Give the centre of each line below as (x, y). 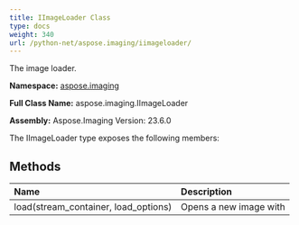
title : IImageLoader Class (60, 18)
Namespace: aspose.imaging (65, 85)
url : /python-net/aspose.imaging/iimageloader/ (101, 43)
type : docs (30, 26)
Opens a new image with (233, 207)
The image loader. (43, 68)
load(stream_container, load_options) (93, 207)
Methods (35, 166)
